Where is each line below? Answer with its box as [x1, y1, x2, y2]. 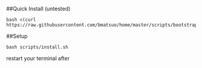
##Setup [6, 32, 28, 40]
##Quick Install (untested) [6, 5, 71, 12]
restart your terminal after [6, 55, 70, 62]
